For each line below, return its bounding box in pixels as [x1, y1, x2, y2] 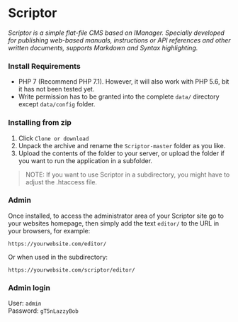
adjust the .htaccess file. [25, 177, 98, 186]
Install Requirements [8, 61, 81, 71]
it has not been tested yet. [18, 85, 95, 94]
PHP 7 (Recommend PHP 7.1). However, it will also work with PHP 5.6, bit [18, 77, 229, 86]
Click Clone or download [18, 133, 89, 143]
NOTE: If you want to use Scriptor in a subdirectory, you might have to [25, 170, 230, 179]
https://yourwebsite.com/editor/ [8, 240, 107, 248]
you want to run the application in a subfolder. [18, 156, 153, 165]
